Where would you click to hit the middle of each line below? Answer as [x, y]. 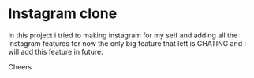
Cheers [20, 66]
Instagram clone [63, 14]
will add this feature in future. [56, 51]
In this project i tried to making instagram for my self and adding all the [123, 35]
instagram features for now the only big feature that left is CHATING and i [127, 43]
